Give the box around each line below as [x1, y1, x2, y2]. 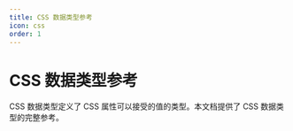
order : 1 [9, 29, 42, 38]
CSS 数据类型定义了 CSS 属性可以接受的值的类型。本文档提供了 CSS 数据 [9, 101, 277, 112]
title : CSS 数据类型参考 [9, 12, 93, 22]
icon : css [9, 21, 46, 30]
